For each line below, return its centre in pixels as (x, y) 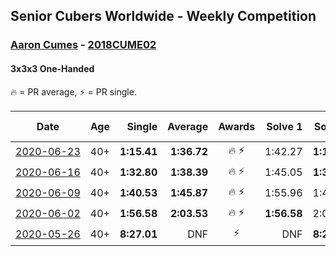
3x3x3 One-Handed (52, 68)
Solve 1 (284, 126)
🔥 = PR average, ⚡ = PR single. (73, 91)
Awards (237, 126)
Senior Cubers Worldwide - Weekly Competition (163, 16)
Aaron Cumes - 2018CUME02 (83, 45)
